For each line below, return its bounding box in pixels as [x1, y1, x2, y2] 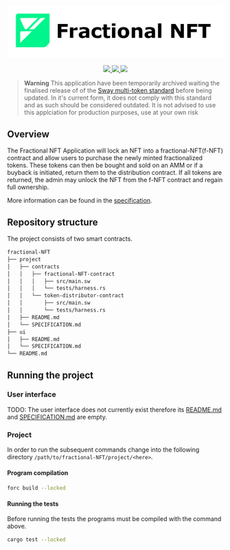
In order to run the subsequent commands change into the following [7, 445, 200, 454]
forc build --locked [7, 485, 67, 492]
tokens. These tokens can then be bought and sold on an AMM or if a [7, 161, 203, 170]
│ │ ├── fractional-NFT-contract [7, 270, 115, 277]
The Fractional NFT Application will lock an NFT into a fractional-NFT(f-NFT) [7, 146, 224, 155]
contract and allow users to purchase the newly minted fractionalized [7, 154, 203, 162]
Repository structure [7, 216, 98, 228]
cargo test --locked [7, 536, 67, 543]
